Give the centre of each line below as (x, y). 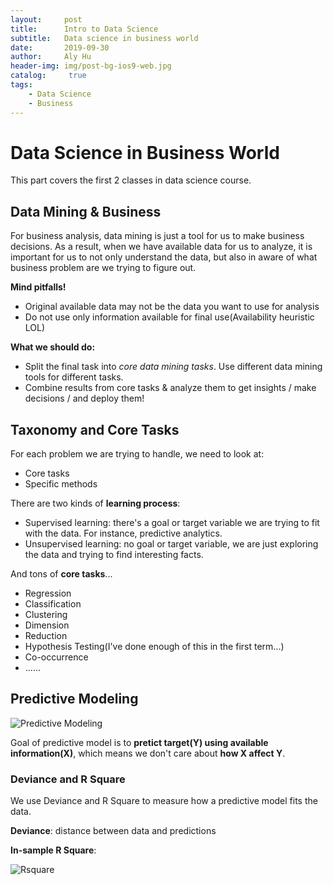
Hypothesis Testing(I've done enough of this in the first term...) (154, 647)
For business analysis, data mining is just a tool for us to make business (157, 236)
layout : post (46, 19)
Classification (53, 604)
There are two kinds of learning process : (95, 503)
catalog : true (48, 76)
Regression (48, 593)
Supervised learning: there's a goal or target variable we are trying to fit (172, 523)
